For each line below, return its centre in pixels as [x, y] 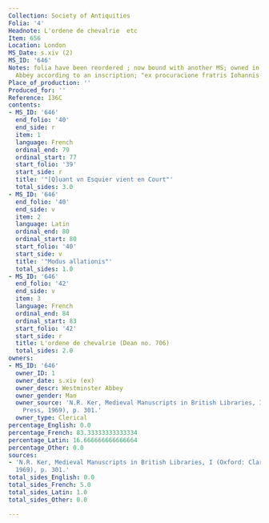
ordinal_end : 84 [42, 313]
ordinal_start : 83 [46, 321]
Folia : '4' [26, 23]
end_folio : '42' [42, 284]
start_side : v [39, 254]
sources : [23, 455]
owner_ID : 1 [36, 373]
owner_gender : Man [46, 396]
